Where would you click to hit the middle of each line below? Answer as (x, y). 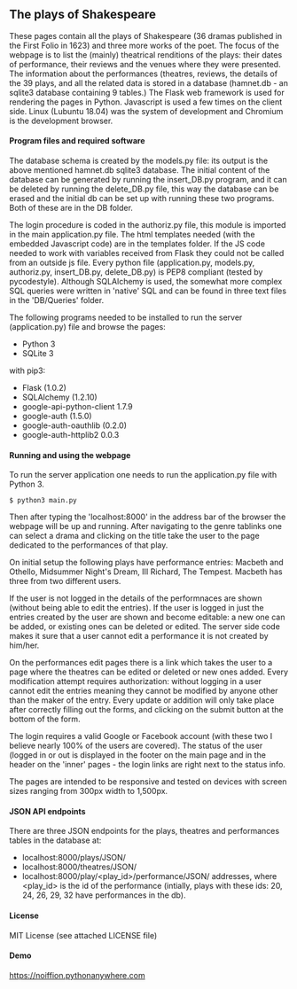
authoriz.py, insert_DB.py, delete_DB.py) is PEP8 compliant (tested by (136, 272)
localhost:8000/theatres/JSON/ (79, 867)
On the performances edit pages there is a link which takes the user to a (141, 663)
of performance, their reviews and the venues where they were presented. (145, 64)
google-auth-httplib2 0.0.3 (70, 435)
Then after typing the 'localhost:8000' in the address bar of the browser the (148, 517)
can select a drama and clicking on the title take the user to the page (134, 536)
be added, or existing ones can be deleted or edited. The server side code (145, 627)
